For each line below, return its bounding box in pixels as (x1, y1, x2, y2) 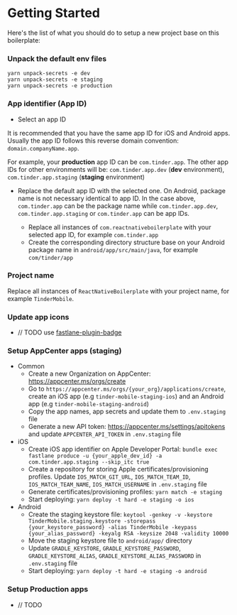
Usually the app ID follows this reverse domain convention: (7, 136, 180, 145)
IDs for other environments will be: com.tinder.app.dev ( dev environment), (7, 165, 225, 173)
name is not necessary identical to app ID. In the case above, (17, 194, 197, 202)
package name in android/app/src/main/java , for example (28, 245, 199, 254)
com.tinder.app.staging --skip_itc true (28, 459, 150, 466)
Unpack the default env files (7, 53, 107, 63)
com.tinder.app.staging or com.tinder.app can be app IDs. (17, 209, 190, 217)
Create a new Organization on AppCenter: (28, 369, 151, 378)
